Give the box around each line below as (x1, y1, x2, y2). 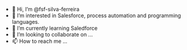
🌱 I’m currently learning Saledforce (11, 24, 98, 32)
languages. (11, 18, 40, 25)
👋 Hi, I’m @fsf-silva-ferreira (11, 6, 79, 12)
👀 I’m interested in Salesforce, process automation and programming (11, 12, 181, 19)
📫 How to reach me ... (11, 37, 68, 45)
